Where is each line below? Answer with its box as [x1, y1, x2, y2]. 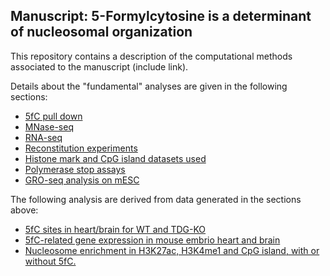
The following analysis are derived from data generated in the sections [10, 193, 302, 205]
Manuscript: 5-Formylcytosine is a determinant [10, 8, 312, 25]
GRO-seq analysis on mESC [24, 174, 140, 186]
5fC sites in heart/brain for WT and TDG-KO [24, 223, 207, 235]
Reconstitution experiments [24, 142, 138, 154]
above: [10, 204, 39, 216]
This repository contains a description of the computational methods [10, 50, 293, 62]
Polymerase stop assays [24, 163, 126, 175]
